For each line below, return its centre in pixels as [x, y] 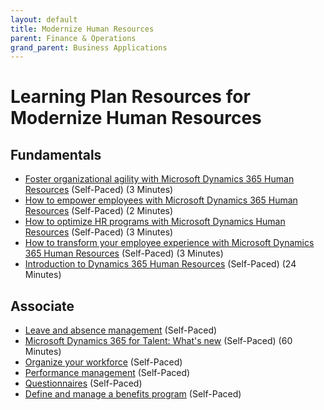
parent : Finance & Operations [73, 38]
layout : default [44, 19]
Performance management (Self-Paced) [107, 373]
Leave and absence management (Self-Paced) [121, 330]
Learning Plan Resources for [130, 97]
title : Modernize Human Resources [82, 29]
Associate [42, 306]
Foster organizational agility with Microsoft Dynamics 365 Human [159, 179]
